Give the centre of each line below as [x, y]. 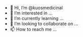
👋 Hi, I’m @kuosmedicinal [36, 8]
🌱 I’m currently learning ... [37, 18]
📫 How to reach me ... [33, 29]
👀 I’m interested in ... [31, 13]
